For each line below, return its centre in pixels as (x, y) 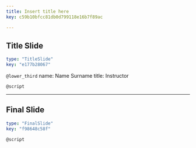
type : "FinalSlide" (30, 123)
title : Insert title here (37, 11)
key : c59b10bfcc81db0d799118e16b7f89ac (55, 17)
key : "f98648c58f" (28, 129)
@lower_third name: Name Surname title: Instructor (68, 76)
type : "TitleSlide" (30, 59)
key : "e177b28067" (28, 65)
